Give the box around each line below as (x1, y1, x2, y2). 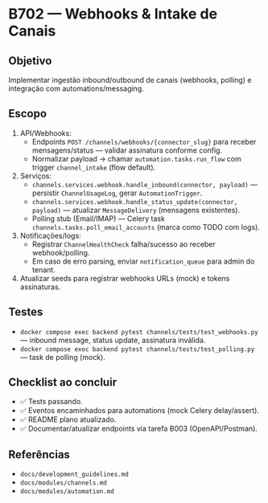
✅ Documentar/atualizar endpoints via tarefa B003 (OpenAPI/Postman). (19, 423, 258, 434)
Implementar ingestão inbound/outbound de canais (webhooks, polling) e (8, 76, 252, 84)
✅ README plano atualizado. (19, 415, 117, 424)
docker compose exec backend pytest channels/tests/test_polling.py (19, 345, 255, 354)
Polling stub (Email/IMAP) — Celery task (31, 214, 165, 223)
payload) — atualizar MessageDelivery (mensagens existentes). (31, 205, 240, 215)
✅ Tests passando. (19, 397, 83, 407)
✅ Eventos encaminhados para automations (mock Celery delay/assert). (19, 406, 260, 415)
